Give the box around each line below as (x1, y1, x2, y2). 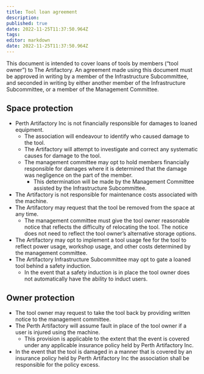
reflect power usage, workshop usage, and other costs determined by (15, 242, 191, 250)
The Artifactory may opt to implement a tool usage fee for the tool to (15, 236, 187, 243)
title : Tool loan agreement (6, 9, 78, 15)
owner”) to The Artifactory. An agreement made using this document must (6, 66, 193, 73)
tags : (6, 32, 20, 38)
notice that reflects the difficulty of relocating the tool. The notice (24, 223, 188, 231)
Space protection (6, 103, 74, 113)
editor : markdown (6, 37, 51, 43)
